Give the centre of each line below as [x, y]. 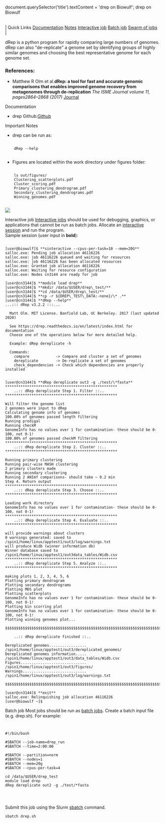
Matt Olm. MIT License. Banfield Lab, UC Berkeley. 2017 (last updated [84, 313]
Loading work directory [29, 503]
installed [15, 370]
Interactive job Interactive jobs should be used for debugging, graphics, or [80, 220]
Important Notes [22, 126]
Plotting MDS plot [24, 589]
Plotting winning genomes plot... [41, 620]
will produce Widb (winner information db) [50, 547]
